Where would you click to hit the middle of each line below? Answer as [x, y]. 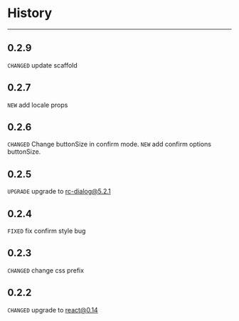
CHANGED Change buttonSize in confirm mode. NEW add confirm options [110, 144]
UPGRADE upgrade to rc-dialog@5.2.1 [59, 191]
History [30, 13]
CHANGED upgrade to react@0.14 [53, 310]
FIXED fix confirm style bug [47, 231]
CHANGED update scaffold [43, 65]
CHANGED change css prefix [46, 270]
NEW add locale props [38, 105]
